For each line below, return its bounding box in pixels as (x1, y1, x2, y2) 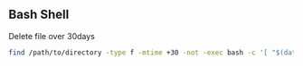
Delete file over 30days (8, 30, 96, 41)
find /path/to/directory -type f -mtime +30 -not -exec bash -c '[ (8, 48, 269, 57)
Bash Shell (8, 7, 70, 22)
